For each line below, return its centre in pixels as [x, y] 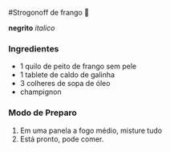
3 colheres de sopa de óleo [65, 84]
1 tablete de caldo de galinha [67, 75]
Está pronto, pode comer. [62, 139]
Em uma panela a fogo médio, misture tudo [91, 130]
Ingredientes [34, 48]
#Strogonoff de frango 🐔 [49, 12]
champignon [40, 92]
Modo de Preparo [43, 113]
